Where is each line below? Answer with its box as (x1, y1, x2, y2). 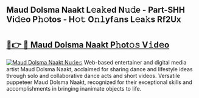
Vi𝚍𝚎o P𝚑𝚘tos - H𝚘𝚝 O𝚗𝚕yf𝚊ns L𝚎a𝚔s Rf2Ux (6, 15, 181, 25)
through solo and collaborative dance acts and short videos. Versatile (6, 72, 181, 79)
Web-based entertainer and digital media (83, 59, 187, 66)
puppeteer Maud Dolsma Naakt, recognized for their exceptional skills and (6, 79, 193, 86)
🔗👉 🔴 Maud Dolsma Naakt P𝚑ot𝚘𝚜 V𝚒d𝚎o (6, 40, 170, 50)
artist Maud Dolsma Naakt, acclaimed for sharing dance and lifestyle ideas (6, 66, 193, 72)
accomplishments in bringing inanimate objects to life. (6, 85, 142, 92)
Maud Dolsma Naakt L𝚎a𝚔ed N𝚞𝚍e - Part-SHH (6, 5, 186, 15)
